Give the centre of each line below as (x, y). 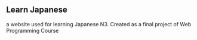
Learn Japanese (37, 10)
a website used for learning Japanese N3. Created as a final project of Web (99, 24)
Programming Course (33, 30)
